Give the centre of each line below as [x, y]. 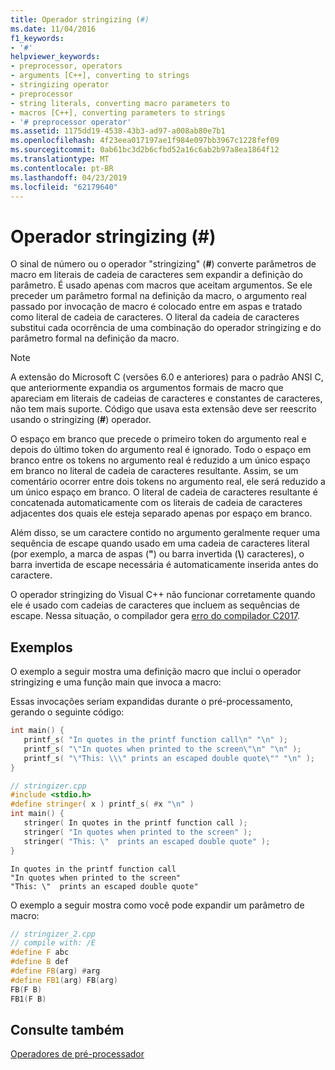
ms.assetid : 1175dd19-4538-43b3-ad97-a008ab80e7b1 [118, 131]
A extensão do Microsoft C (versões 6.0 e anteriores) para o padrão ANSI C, [167, 377]
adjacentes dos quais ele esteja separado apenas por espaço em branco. [161, 513]
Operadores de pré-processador [77, 1054]
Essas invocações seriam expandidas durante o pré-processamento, [151, 702]
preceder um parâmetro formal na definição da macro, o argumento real [158, 296]
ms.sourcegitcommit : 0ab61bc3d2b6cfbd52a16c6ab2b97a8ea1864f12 [145, 150]
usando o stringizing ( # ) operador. [81, 420]
